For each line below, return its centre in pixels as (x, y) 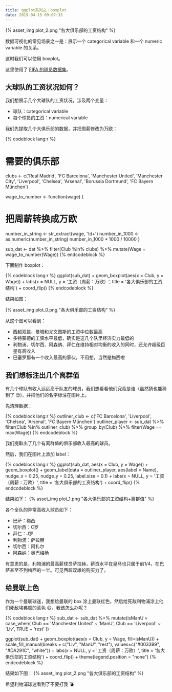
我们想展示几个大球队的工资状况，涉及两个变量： (57, 100)
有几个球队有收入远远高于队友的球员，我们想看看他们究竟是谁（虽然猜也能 (84, 388)
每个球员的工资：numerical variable (50, 118)
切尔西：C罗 (26, 527)
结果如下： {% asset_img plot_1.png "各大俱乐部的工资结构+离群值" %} (80, 499)
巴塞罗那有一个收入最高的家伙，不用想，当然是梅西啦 (69, 357)
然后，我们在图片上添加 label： (38, 454)
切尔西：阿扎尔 (28, 546)
